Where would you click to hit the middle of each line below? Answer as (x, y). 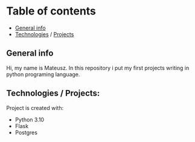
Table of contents (51, 11)
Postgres (26, 132)
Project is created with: (35, 108)
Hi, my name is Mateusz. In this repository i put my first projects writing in (98, 68)
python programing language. (43, 74)
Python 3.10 (29, 120)
